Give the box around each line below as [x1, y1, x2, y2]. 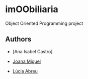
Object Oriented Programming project [5, 20, 83, 26]
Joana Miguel [12, 58, 41, 64]
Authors [5, 35, 32, 44]
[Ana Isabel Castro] [12, 48, 53, 54]
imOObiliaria [5, 4, 59, 15]
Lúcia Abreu [12, 68, 38, 74]
